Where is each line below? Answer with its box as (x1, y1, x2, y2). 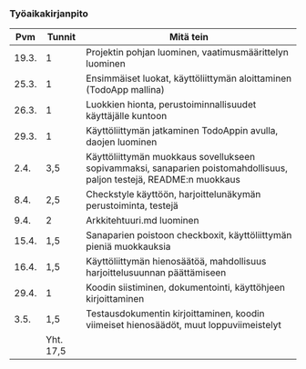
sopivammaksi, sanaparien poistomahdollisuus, (86, 162, 289, 175)
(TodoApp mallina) (86, 84, 166, 96)
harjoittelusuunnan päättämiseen (86, 266, 227, 279)
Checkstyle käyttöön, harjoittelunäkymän (86, 188, 261, 201)
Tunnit (46, 31, 76, 44)
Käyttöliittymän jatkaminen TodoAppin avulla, (86, 125, 279, 137)
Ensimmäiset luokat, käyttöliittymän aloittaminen (86, 72, 292, 85)
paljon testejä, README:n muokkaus (86, 174, 241, 186)
